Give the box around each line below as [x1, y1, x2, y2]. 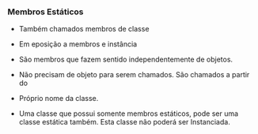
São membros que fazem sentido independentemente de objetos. [18, 54, 233, 65]
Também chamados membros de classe [18, 24, 150, 34]
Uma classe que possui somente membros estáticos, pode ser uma [18, 109, 239, 118]
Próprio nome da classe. [18, 94, 99, 103]
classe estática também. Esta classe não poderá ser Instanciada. [18, 117, 230, 127]
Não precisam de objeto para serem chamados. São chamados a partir [18, 70, 250, 80]
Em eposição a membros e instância [18, 39, 138, 49]
